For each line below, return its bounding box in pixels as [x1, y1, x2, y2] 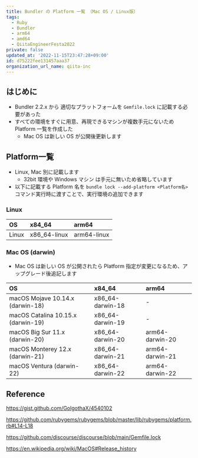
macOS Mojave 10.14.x [9, 294, 75, 302]
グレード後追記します [25, 270, 77, 277]
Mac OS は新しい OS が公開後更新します [23, 133, 122, 140]
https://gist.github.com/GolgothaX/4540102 [6, 404, 113, 412]
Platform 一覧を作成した [14, 125, 74, 132]
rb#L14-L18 [6, 422, 34, 430]
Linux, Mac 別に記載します [14, 168, 80, 175]
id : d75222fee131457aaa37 [6, 58, 70, 64]
